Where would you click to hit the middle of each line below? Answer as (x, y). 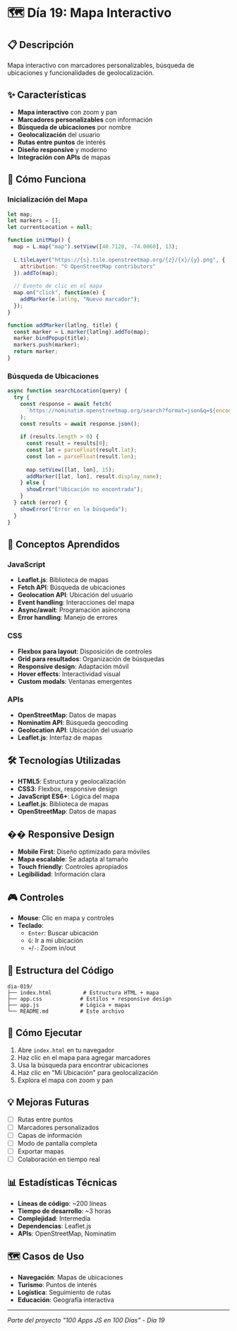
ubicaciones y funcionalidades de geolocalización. (81, 73)
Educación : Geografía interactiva (66, 1300)
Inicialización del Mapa (48, 199)
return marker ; (36, 351)
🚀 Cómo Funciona (47, 179)
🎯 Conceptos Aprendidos (63, 544)
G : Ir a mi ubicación (55, 941)
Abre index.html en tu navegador (66, 1050)
